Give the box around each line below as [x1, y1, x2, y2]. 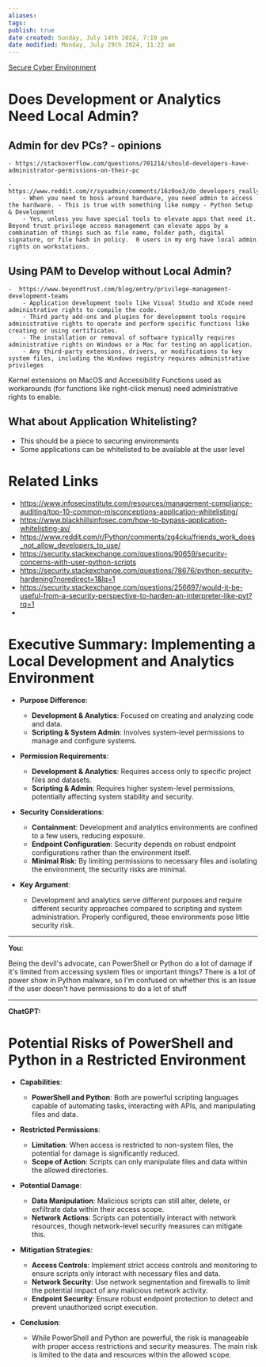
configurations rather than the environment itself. [31, 848, 192, 857]
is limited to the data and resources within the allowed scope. [31, 1350, 232, 1359]
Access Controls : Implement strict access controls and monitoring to [31, 1260, 257, 1270]
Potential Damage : [19, 1180, 82, 1190]
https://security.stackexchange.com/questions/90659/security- [19, 549, 228, 558]
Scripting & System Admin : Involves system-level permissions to [31, 727, 245, 737]
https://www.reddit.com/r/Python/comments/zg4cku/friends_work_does [19, 532, 256, 541]
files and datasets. [31, 775, 93, 784]
